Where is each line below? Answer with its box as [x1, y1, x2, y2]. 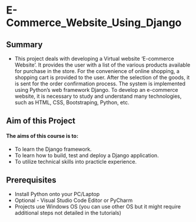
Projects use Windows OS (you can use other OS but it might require [14, 203, 181, 210]
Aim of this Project [6, 116, 75, 126]
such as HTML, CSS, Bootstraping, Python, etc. [14, 99, 129, 106]
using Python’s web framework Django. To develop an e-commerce [14, 87, 178, 93]
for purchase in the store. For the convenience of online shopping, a [14, 68, 180, 74]
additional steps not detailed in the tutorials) [14, 210, 122, 217]
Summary [6, 39, 43, 49]
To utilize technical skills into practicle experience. [14, 158, 137, 165]
